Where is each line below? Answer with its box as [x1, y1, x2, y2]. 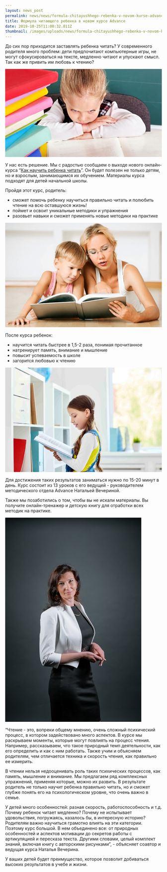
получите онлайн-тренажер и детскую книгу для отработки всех [5, 503, 144, 509]
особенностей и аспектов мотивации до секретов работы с [5, 831, 133, 837]
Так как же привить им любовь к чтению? [5, 59, 94, 65]
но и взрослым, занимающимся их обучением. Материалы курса [5, 173, 145, 178]
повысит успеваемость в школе [12, 352, 81, 358]
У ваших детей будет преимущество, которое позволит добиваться [5, 856, 149, 862]
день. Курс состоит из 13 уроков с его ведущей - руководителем [5, 482, 144, 488]
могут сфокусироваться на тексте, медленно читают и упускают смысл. [5, 54, 160, 60]
